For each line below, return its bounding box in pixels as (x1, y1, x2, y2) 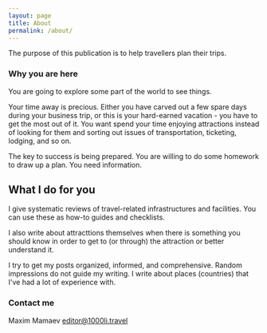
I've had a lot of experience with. (8, 277, 116, 287)
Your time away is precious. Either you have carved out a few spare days (8, 101, 247, 112)
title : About (8, 19, 52, 27)
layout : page (8, 11, 52, 20)
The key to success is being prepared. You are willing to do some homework (8, 151, 259, 161)
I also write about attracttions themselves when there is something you (8, 228, 241, 238)
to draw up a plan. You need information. (8, 160, 142, 169)
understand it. (8, 245, 54, 255)
